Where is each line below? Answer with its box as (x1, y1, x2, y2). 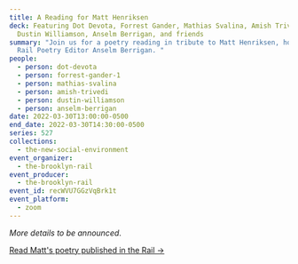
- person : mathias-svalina (17, 79, 117, 88)
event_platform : (9, 195, 69, 204)
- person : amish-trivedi (17, 87, 109, 96)
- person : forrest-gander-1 (17, 71, 122, 80)
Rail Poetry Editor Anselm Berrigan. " (17, 46, 165, 55)
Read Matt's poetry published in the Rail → (9, 244, 165, 255)
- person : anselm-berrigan (17, 104, 117, 113)
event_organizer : (9, 153, 74, 163)
